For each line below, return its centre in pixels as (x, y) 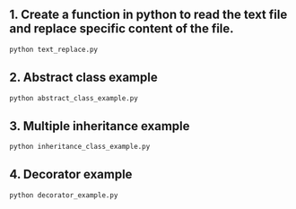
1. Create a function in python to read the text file (148, 15)
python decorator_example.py (64, 195)
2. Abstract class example (84, 78)
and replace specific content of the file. (122, 29)
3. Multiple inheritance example (100, 126)
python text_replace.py (54, 49)
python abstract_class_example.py (74, 98)
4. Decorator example (71, 174)
